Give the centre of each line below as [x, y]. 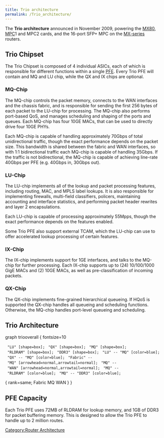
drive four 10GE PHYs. [28, 126]
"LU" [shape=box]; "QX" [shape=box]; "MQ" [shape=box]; [67, 347]
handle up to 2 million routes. [34, 421]
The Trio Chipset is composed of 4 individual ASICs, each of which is [75, 66]
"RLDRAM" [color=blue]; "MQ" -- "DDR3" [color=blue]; [64, 373]
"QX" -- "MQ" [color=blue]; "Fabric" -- [50, 358]
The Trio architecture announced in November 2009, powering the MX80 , [81, 28]
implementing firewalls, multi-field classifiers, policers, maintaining [73, 196]
